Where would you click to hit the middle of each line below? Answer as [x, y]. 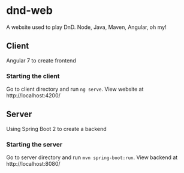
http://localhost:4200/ [34, 96]
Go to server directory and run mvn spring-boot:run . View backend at [92, 157]
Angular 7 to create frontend [41, 60]
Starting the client [33, 76]
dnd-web [29, 11]
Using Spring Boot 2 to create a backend [56, 129]
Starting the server [34, 144]
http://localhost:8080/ [34, 164]
